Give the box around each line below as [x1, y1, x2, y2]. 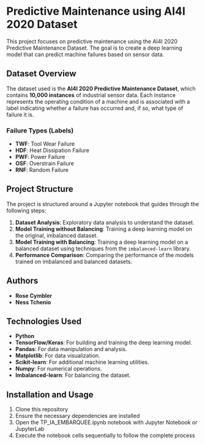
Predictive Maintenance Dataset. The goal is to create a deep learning [6, 44, 182, 52]
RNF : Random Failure [15, 166, 69, 174]
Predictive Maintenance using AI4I [6, 4, 185, 18]
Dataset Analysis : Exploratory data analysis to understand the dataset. [15, 219, 195, 226]
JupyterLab [15, 425, 45, 433]
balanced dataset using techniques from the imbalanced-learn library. [15, 244, 191, 252]
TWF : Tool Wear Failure [15, 140, 75, 148]
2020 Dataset [6, 17, 78, 31]
